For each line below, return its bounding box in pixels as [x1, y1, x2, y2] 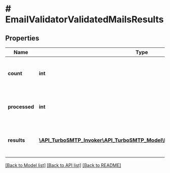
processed [8, 103, 34, 110]
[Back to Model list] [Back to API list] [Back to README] [5, 162, 121, 168]
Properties [5, 34, 39, 42]
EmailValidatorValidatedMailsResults [5, 14, 164, 25]
